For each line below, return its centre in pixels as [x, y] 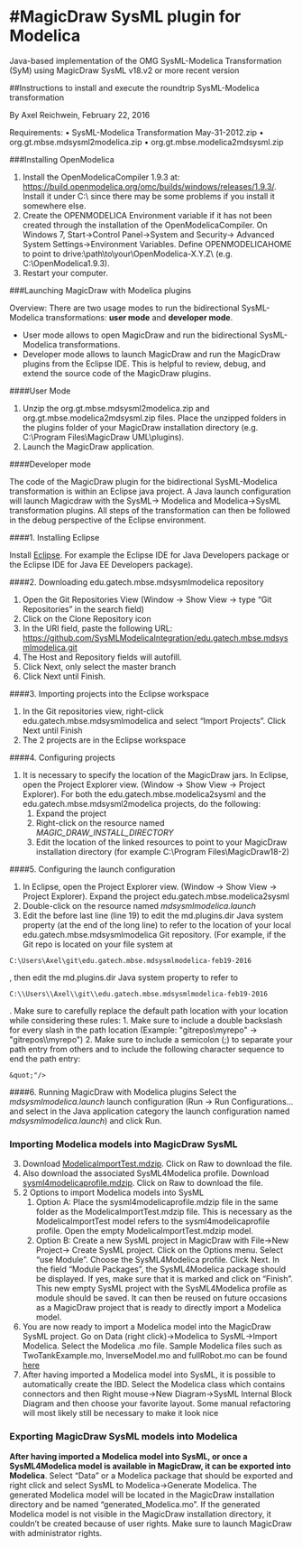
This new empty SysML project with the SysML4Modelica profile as [161, 1289]
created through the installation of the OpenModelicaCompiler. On [145, 225]
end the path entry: [45, 1059]
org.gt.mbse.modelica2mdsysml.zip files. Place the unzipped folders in [154, 418]
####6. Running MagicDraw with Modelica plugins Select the [123, 1092]
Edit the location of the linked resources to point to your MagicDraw [161, 842]
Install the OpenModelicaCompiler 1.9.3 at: [101, 177]
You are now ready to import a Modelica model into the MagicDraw [147, 1327]
